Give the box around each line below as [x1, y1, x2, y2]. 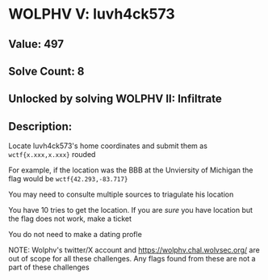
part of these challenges [8, 262, 90, 272]
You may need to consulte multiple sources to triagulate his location [8, 189, 234, 199]
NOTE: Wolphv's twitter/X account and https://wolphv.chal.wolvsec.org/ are [8, 245, 260, 255]
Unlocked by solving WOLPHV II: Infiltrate [8, 92, 222, 106]
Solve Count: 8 [8, 64, 85, 78]
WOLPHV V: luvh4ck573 [8, 5, 175, 23]
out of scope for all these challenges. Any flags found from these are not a [8, 254, 256, 264]
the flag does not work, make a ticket [8, 214, 132, 223]
